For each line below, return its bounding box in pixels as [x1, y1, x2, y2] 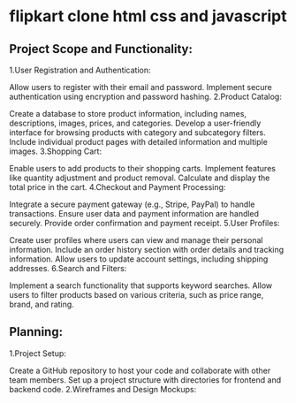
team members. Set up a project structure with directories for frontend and [9, 374, 281, 385]
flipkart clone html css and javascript [9, 6, 287, 27]
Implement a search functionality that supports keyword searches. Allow [9, 280, 273, 291]
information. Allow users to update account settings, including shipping [9, 254, 269, 264]
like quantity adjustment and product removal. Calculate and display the [9, 172, 270, 183]
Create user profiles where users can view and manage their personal [9, 235, 263, 245]
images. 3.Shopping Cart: [9, 146, 102, 156]
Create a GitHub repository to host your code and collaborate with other [9, 365, 271, 376]
